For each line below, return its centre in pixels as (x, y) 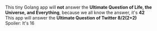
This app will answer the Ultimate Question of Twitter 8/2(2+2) (71, 18)
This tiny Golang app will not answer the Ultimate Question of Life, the (78, 7)
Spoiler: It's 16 (20, 23)
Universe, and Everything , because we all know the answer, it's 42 (75, 12)
